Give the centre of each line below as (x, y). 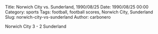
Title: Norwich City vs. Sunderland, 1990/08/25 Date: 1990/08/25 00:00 (77, 7)
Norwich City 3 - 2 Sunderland (36, 26)
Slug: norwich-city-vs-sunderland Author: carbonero (58, 17)
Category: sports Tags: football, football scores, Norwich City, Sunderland (79, 12)
